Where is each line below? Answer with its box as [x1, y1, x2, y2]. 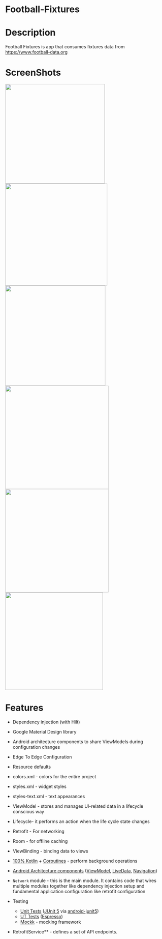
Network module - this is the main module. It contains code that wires [12, 877, 156, 884]
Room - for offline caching [12, 838, 68, 844]
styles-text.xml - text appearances [12, 794, 85, 799]
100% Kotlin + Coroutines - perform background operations [12, 858, 138, 864]
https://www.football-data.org [5, 49, 68, 55]
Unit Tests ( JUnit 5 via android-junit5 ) [20, 908, 99, 914]
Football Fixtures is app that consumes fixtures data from [5, 44, 125, 50]
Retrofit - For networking [12, 828, 64, 834]
